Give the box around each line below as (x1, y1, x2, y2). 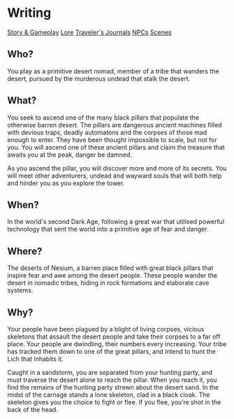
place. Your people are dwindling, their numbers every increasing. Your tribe (7, 340, 227, 348)
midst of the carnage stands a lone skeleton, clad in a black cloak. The (7, 390, 211, 399)
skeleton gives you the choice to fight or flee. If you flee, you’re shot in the (7, 398, 221, 406)
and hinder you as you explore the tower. (7, 178, 125, 187)
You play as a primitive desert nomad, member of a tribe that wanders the (7, 66, 219, 75)
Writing (7, 5, 52, 21)
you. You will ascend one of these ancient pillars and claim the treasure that (7, 143, 225, 151)
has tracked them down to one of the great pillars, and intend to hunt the (7, 348, 217, 355)
